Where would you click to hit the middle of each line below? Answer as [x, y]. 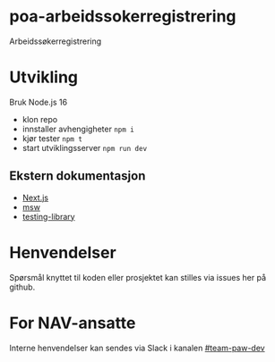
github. [22, 287]
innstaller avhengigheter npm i [78, 129]
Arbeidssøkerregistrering [56, 41]
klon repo [40, 119]
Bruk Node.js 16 [39, 102]
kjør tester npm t [52, 138]
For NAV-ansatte [73, 323]
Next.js [35, 198]
